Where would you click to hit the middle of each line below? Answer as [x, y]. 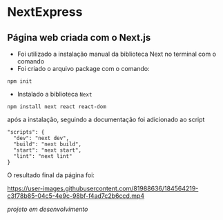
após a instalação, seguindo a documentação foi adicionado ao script [106, 119]
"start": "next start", [47, 150]
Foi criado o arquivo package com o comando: [83, 69]
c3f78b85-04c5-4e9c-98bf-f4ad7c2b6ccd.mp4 [76, 196]
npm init [20, 81]
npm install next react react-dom [57, 107]
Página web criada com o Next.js [79, 38]
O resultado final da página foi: [51, 175]
